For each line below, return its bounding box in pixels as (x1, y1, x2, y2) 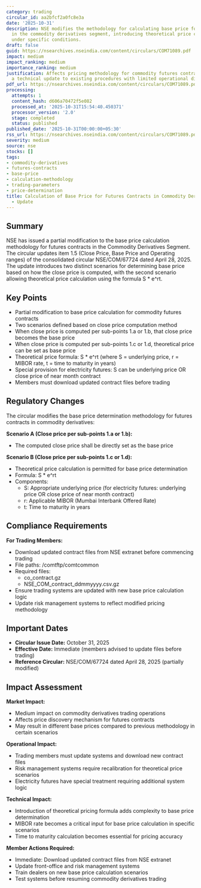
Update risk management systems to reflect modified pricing (14, 599, 165, 607)
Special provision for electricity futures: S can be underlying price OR (14, 366, 187, 373)
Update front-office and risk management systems (14, 863, 140, 870)
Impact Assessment (6, 682, 83, 692)
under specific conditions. (11, 37, 82, 43)
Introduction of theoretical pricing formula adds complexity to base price (14, 807, 194, 815)
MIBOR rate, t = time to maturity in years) (14, 360, 117, 366)
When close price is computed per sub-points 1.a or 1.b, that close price (14, 328, 193, 335)
